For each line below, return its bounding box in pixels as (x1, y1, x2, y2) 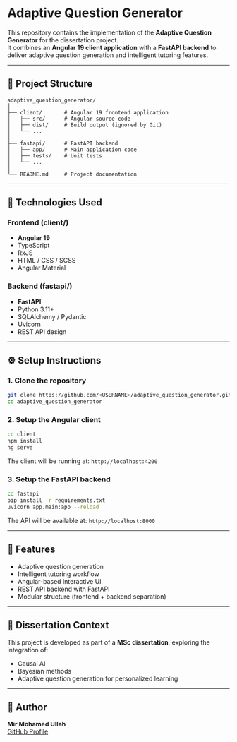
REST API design (17, 327, 67, 336)
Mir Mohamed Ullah (7, 720, 66, 729)
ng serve (7, 444, 33, 451)
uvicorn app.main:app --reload (7, 503, 99, 511)
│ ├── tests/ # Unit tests (7, 152, 102, 160)
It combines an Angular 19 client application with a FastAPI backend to (7, 43, 217, 52)
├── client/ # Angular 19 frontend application (7, 109, 169, 116)
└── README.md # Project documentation (7, 171, 138, 178)
